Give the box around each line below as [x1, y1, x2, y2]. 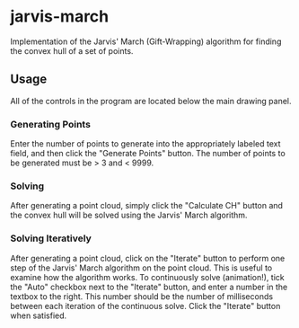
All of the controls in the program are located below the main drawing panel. [10, 95, 292, 106]
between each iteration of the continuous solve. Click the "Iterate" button [10, 300, 281, 311]
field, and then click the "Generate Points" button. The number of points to [10, 148, 286, 159]
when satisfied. [10, 310, 67, 321]
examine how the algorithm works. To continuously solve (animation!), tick [10, 271, 286, 282]
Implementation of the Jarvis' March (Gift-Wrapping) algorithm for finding [10, 36, 282, 47]
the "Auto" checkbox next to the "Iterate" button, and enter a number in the [10, 281, 288, 292]
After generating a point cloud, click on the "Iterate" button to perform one [10, 253, 286, 263]
